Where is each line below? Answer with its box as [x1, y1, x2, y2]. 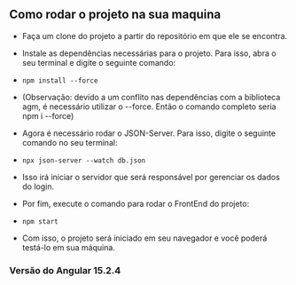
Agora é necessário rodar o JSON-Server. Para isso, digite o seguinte [21, 128, 277, 139]
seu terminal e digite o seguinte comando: [21, 57, 176, 67]
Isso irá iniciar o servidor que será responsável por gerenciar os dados [21, 171, 281, 182]
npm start [21, 217, 59, 226]
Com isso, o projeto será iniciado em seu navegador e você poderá [21, 233, 268, 243]
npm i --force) [21, 110, 74, 121]
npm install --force [21, 75, 98, 85]
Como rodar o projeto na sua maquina [9, 7, 222, 22]
